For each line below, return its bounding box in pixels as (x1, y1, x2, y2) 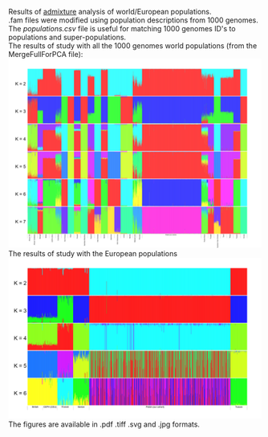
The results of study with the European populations (8, 249, 178, 259)
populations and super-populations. (8, 32, 127, 42)
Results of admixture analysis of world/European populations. (8, 7, 212, 16)
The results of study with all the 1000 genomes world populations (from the (8, 41, 258, 51)
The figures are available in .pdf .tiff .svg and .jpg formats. (8, 419, 201, 429)
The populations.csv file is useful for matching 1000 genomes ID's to (8, 24, 236, 33)
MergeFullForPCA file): (8, 50, 83, 59)
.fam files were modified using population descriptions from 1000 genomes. (8, 15, 259, 25)
